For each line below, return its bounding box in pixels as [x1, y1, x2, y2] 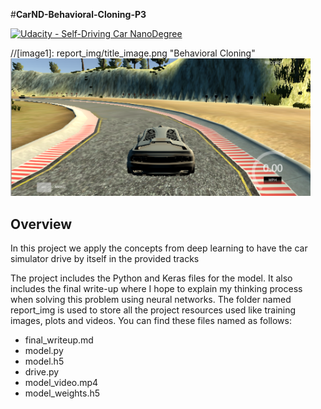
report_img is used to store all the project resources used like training [10, 304, 297, 316]
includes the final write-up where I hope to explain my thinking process [10, 283, 303, 295]
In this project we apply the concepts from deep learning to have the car [10, 242, 308, 254]
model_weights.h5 [24, 387, 101, 399]
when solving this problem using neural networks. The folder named [10, 294, 292, 306]
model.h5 [24, 355, 65, 368]
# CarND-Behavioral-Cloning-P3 [10, 9, 147, 20]
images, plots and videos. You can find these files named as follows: [10, 315, 292, 327]
